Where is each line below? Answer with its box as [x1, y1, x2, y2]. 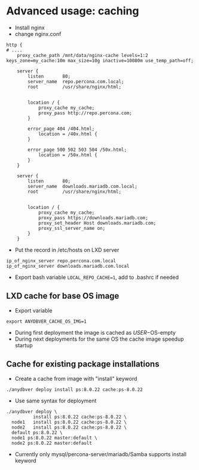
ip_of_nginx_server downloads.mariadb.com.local [6, 263, 130, 269]
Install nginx [14, 24, 45, 31]
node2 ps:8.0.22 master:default [11, 440, 93, 446]
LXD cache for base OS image [6, 291, 120, 301]
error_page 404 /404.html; [27, 126, 95, 132]
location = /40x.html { [38, 131, 97, 137]
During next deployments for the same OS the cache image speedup [14, 335, 184, 342]
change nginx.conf [14, 30, 62, 37]
